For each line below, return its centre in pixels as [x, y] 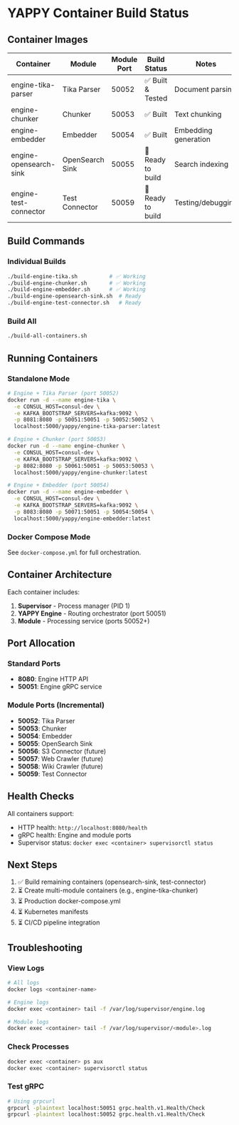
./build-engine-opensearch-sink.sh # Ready [74, 296]
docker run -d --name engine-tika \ [62, 400]
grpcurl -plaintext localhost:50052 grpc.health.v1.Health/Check [106, 1114]
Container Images [48, 40]
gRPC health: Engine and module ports [74, 835]
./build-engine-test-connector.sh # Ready [74, 303]
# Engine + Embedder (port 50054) [59, 485]
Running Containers [53, 358]
